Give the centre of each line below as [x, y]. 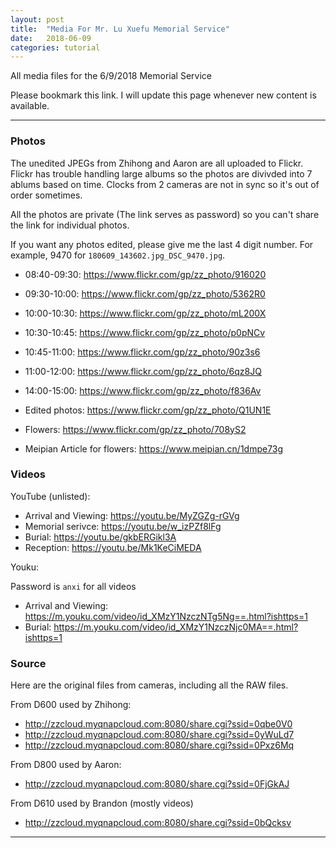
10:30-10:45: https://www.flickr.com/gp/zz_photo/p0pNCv [145, 332]
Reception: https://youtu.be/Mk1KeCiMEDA [113, 547]
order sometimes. [46, 195]
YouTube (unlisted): [50, 496]
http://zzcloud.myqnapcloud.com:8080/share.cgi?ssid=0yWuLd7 [159, 735]
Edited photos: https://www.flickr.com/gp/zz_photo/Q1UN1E [148, 410]
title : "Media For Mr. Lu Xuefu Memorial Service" [120, 29]
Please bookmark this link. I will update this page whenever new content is [163, 95]
